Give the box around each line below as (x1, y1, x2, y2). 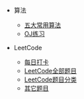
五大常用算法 (24, 21, 61, 29)
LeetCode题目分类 (24, 75, 77, 84)
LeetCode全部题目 (24, 67, 77, 75)
